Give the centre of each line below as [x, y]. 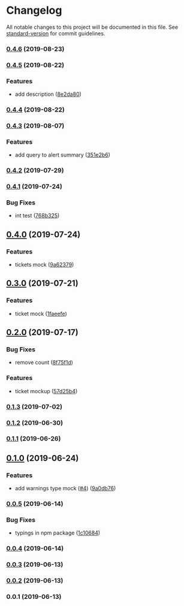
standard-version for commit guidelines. [56, 33]
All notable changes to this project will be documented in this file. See [92, 27]
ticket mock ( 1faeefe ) [41, 313]
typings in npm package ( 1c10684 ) [58, 533]
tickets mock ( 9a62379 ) [44, 265]
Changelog [34, 10]
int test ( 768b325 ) [37, 216]
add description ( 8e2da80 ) [48, 94]
